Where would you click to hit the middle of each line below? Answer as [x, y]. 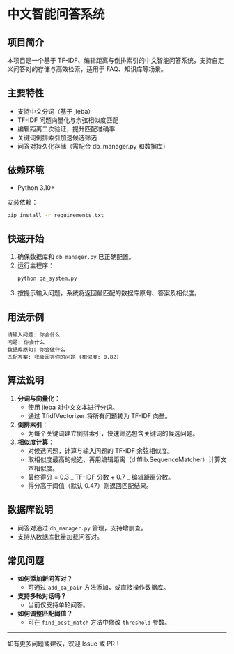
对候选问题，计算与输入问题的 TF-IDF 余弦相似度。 [101, 450]
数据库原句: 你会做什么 [37, 350]
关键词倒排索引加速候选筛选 [57, 138]
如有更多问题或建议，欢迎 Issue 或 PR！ [64, 644]
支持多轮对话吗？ [42, 596]
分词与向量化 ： [39, 398]
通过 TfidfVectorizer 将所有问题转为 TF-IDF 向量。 [100, 415]
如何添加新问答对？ [45, 579]
